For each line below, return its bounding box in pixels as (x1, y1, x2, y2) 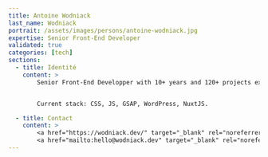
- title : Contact (15, 114, 73, 122)
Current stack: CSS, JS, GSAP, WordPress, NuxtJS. (37, 100, 209, 108)
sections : (8, 57, 41, 65)
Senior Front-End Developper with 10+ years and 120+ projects (37, 78, 251, 86)
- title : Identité (15, 64, 77, 72)
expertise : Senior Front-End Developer (8, 33, 141, 42)
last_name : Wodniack (8, 19, 77, 27)
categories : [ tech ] (8, 49, 73, 57)
